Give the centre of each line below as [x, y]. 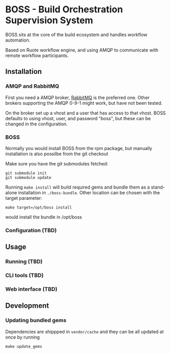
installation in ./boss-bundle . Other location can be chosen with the [89, 192]
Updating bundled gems [36, 321]
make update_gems [24, 346]
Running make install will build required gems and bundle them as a [78, 187]
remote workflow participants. [37, 55]
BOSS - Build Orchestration [64, 10]
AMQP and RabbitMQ [32, 86]
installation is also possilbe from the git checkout [57, 154]
